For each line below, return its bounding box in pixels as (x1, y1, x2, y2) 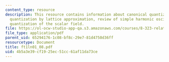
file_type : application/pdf (5, 30, 64, 35)
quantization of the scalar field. (10, 21, 84, 26)
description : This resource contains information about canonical (5, 12, 147, 17)
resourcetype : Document (5, 40, 55, 45)
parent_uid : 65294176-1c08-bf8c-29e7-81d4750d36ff (5, 35, 114, 40)
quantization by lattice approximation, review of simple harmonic (10, 16, 154, 21)
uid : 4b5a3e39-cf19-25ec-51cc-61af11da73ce (5, 49, 98, 54)
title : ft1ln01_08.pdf (5, 44, 53, 49)
